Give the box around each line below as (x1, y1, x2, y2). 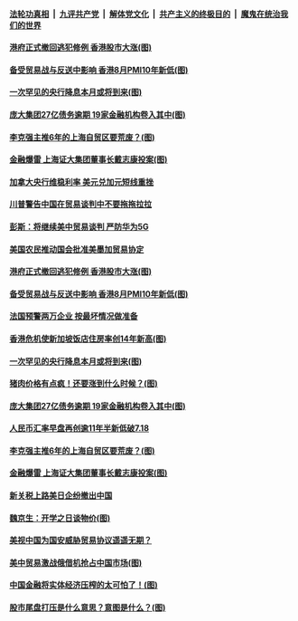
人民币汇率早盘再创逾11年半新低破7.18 (9, 423, 150, 434)
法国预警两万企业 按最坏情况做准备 (9, 310, 138, 321)
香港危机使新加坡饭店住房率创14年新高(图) (9, 333, 167, 344)
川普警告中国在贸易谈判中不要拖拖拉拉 (9, 199, 152, 210)
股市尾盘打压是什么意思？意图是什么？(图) (9, 602, 166, 613)
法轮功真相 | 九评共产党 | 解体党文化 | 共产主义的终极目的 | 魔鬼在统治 (9, 8, 281, 19)
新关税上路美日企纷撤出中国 (9, 490, 113, 502)
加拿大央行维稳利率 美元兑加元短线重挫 (9, 177, 154, 187)
